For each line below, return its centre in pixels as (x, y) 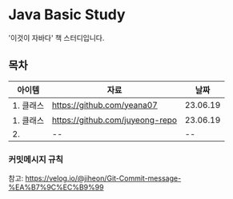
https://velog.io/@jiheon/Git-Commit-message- (103, 178)
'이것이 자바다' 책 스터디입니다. (56, 38)
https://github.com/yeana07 (104, 105)
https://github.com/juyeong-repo (114, 120)
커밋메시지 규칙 (36, 159)
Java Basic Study (67, 15)
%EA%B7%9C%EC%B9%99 (56, 187)
